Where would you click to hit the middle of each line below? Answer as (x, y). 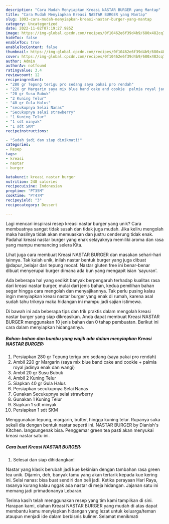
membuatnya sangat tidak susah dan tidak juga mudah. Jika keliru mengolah (85, 229)
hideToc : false (22, 38)
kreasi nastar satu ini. (28, 435)
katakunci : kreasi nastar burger (41, 177)
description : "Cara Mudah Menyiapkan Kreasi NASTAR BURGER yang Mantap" (83, 10)
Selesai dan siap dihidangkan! (44, 459)
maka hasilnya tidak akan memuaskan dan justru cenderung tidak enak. (79, 234)
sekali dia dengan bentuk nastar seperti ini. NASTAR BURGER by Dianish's (82, 425)
